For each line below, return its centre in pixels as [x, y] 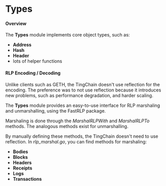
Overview [16, 23]
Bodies [20, 152]
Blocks [20, 157]
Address [22, 45]
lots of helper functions [38, 61]
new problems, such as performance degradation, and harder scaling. [79, 95]
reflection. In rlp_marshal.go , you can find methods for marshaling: [76, 141]
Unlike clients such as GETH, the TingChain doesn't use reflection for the [83, 84]
